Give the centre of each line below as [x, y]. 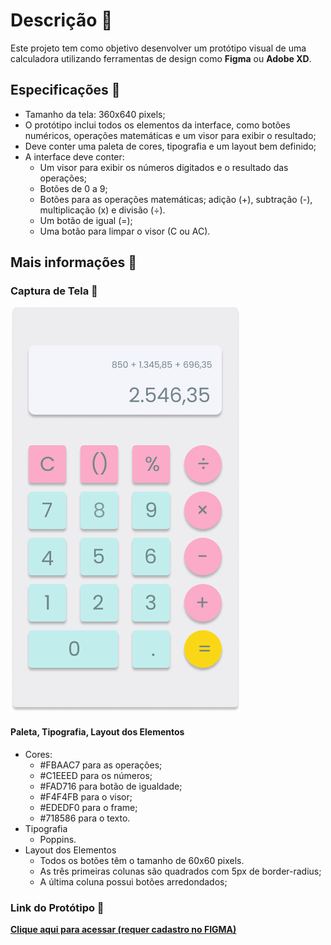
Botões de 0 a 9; [73, 188]
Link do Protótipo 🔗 [57, 907]
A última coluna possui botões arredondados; [133, 881]
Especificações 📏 [65, 90]
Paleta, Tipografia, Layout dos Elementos [97, 732]
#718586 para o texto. [85, 818]
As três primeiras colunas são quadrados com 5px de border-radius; [180, 871]
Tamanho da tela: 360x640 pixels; [95, 114]
